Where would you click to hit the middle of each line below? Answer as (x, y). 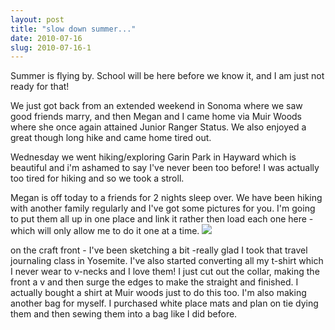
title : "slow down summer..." (73, 29)
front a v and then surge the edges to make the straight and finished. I (154, 282)
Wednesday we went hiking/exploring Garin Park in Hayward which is (153, 157)
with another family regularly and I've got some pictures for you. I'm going (163, 208)
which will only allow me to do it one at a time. (105, 231)
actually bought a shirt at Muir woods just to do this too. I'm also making (158, 293)
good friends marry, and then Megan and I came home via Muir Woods (156, 117)
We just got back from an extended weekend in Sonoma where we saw (156, 106)
